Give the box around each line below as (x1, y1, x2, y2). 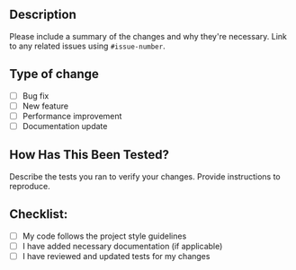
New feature (22, 100, 69, 111)
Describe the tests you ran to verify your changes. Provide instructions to (9, 170, 281, 182)
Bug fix (22, 90, 49, 101)
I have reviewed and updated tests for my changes (22, 250, 211, 261)
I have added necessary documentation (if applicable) (22, 240, 223, 251)
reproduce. (9, 180, 51, 191)
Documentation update (22, 120, 108, 131)
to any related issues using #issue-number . (9, 40, 166, 51)
